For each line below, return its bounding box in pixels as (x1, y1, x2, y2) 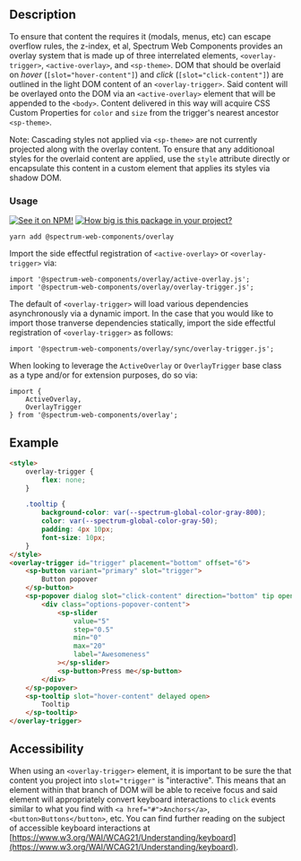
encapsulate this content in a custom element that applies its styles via (9, 162, 271, 173)
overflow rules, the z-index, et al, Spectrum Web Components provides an (9, 40, 283, 51)
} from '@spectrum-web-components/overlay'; (9, 411, 178, 420)
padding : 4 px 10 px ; (41, 525, 115, 535)
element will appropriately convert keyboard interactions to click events (9, 794, 276, 804)
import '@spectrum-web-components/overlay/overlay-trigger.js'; (9, 283, 254, 292)
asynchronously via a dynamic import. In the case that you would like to (9, 309, 274, 319)
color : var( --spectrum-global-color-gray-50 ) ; (41, 517, 219, 526)
